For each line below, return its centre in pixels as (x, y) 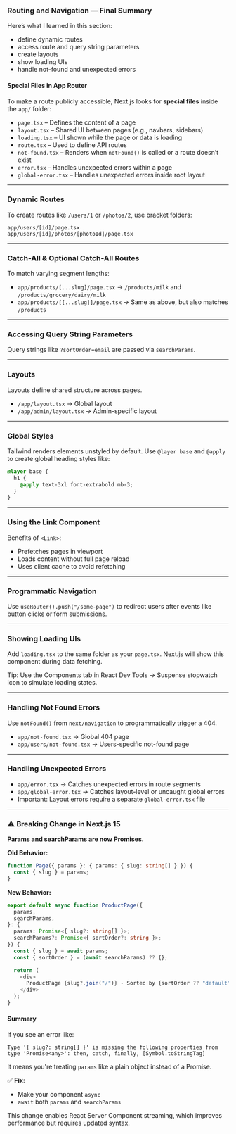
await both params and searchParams (69, 1102)
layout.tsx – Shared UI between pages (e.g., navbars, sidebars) (110, 130)
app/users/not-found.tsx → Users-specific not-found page (103, 744)
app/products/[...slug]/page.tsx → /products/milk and (99, 287)
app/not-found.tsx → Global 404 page (73, 736)
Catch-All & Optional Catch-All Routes (73, 258)
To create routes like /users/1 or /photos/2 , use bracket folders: (100, 215)
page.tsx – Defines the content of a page (77, 122)
